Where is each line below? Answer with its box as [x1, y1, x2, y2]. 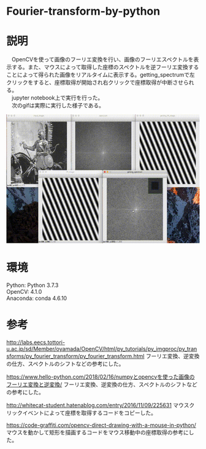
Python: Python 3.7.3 [6, 282, 59, 289]
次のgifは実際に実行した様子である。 [11, 102, 105, 109]
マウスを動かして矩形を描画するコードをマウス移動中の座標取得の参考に [6, 429, 189, 436]
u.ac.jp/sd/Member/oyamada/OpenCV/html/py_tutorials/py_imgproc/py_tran [6, 345, 197, 352]
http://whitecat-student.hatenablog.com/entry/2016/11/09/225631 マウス [6, 402, 189, 409]
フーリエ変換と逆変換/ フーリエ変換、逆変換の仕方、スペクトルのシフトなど [6, 381, 198, 388]
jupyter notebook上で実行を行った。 [11, 94, 104, 102]
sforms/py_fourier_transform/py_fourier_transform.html [6, 353, 145, 359]
